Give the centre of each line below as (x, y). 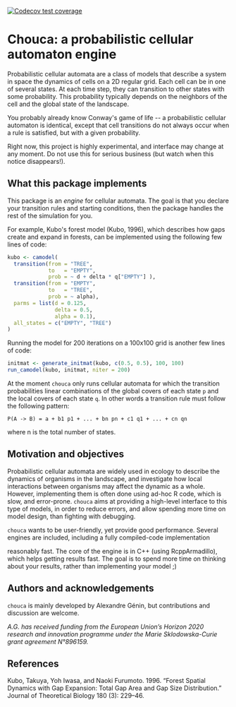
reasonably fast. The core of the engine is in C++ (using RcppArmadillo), (112, 551)
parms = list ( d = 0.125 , (50, 303)
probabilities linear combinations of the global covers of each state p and (113, 391)
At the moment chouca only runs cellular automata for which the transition (114, 384)
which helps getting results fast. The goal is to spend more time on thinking (117, 559)
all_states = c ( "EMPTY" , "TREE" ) (63, 323)
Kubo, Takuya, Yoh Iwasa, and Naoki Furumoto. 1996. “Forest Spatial (106, 681)
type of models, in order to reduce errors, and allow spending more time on (117, 509)
